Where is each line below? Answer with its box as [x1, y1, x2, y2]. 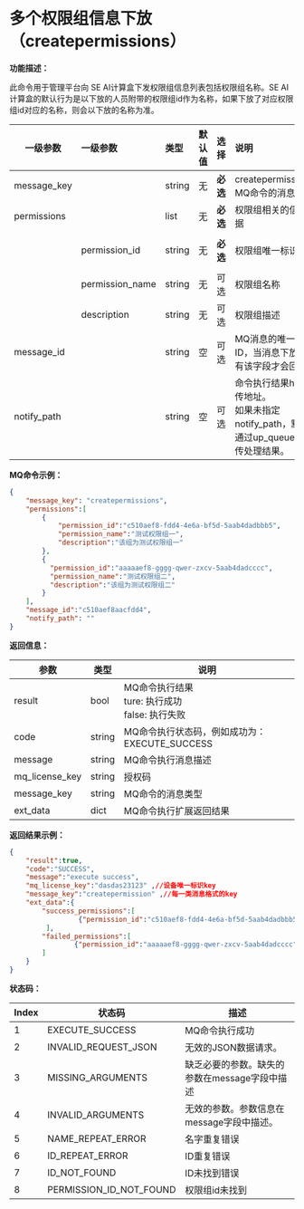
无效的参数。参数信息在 [185, 1102, 285, 1115]
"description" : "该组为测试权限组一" [57, 538, 184, 548]
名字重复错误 [185, 1133, 240, 1146]
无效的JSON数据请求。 [185, 1041, 282, 1053]
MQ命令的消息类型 [123, 787, 204, 800]
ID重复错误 [185, 1149, 231, 1162]
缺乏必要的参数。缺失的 [185, 1058, 285, 1070]
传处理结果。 [234, 445, 290, 457]
